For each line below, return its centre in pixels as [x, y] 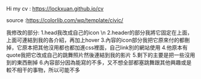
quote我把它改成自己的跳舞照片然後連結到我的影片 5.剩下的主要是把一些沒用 [101, 55]
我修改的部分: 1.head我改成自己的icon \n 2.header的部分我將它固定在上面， [99, 33]
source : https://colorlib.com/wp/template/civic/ [65, 20]
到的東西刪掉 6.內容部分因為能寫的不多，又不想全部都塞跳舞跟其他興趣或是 [99, 63]
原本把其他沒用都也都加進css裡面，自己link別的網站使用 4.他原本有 [105, 48]
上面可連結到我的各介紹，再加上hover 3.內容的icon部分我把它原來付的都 [95, 40]
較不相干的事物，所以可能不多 [43, 70]
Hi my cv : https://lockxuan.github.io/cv [55, 9]
